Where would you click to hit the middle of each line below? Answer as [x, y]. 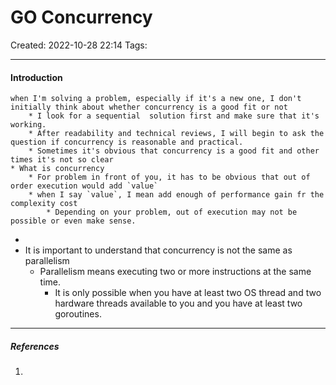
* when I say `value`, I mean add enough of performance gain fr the [176, 195]
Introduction [36, 77]
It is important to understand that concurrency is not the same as [158, 250]
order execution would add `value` [84, 186]
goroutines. [78, 314]
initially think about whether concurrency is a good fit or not [149, 107]
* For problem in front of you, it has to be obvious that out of [169, 177]
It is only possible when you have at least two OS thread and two [188, 293]
